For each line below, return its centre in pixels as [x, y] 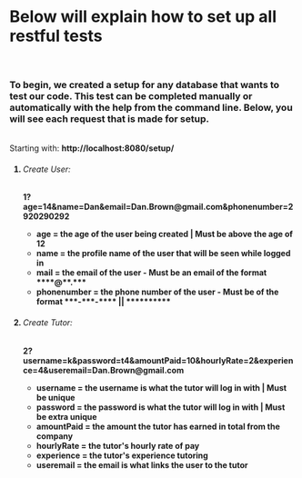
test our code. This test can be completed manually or [131, 95]
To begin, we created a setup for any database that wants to [145, 85]
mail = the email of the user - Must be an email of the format [151, 273]
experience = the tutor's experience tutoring [122, 455]
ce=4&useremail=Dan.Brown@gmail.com [103, 370]
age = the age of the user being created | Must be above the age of [165, 234]
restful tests [56, 36]
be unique [55, 397]
